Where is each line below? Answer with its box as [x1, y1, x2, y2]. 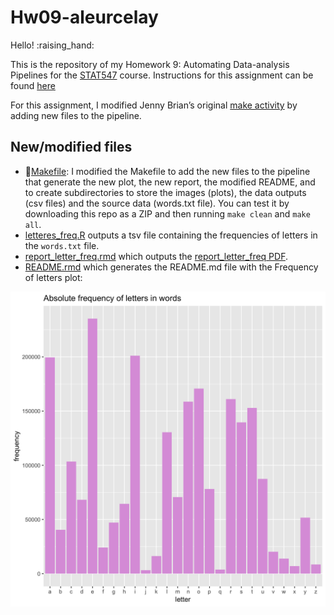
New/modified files [10, 139, 133, 156]
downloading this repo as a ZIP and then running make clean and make [24, 207, 311, 220]
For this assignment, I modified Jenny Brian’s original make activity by [10, 99, 298, 111]
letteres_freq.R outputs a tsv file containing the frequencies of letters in [24, 229, 318, 241]
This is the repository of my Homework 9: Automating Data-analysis [10, 58, 290, 70]
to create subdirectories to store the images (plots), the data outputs [24, 186, 307, 198]
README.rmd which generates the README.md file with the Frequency [24, 261, 319, 273]
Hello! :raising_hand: [10, 39, 95, 51]
